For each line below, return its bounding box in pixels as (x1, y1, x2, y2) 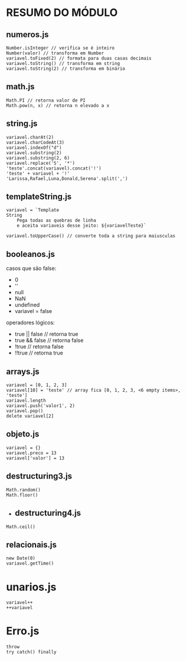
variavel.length (6, 398, 46, 404)
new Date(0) (6, 555, 35, 561)
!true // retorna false (14, 343, 64, 350)
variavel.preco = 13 (6, 450, 57, 456)
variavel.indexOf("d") (6, 145, 62, 151)
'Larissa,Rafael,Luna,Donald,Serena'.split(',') (6, 175, 128, 181)
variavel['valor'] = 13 (6, 455, 65, 461)
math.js (6, 82, 35, 92)
